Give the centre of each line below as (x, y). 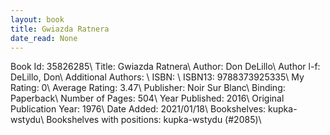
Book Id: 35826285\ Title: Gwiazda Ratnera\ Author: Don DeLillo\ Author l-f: (165, 67)
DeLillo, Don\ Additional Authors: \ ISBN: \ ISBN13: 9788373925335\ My (157, 77)
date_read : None (44, 38)
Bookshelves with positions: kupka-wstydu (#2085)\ (154, 120)
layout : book (37, 19)
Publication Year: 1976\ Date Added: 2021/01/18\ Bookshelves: (138, 109)
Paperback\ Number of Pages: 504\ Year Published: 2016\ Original (147, 98)
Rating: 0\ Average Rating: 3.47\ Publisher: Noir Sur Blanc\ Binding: (148, 88)
